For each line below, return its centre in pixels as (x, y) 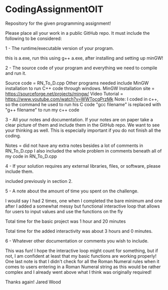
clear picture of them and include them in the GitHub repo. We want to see (82, 125)
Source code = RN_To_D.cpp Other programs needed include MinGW (77, 83)
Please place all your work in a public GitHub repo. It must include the (77, 33)
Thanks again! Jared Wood (33, 282)
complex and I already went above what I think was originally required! (78, 272)
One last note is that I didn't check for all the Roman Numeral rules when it (82, 261)
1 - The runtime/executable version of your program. (60, 48)
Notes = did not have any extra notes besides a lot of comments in (74, 146)
